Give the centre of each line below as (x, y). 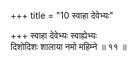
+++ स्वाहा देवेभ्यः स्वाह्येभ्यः (54, 35)
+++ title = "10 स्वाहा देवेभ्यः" (62, 15)
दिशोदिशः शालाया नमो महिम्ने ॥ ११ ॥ (68, 46)
